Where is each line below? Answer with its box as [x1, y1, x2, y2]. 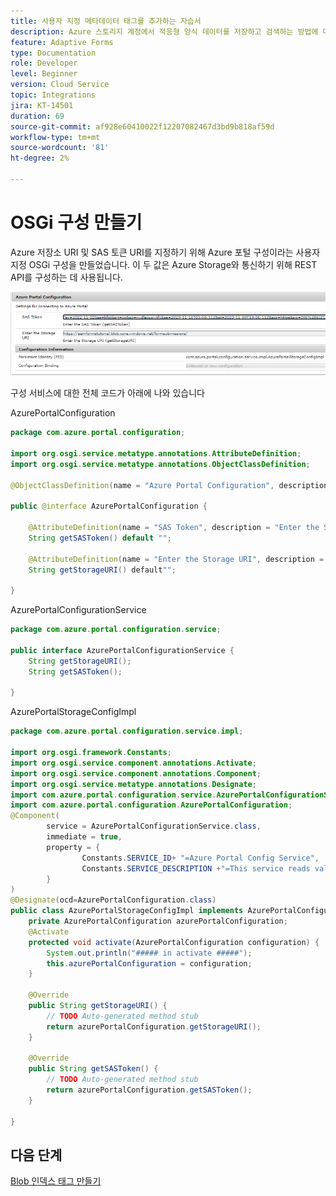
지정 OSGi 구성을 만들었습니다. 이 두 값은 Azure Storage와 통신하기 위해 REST [10, 258, 318, 270]
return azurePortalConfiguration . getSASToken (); [46, 1085, 253, 1095]
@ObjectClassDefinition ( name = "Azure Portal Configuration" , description [10, 480, 329, 490]
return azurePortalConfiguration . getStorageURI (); [46, 1021, 262, 1032]
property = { [46, 842, 101, 852]
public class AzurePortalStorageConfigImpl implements [10, 906, 244, 916]
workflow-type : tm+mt [10, 132, 101, 142]
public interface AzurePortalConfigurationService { [10, 645, 235, 655]
